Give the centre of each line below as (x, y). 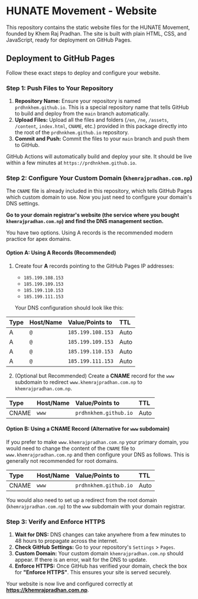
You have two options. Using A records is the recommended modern (90, 233)
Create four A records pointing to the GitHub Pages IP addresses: (94, 266)
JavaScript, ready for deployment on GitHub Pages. (69, 40)
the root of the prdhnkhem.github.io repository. (72, 133)
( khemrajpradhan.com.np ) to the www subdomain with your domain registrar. (96, 506)
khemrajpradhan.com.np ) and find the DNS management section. (85, 221)
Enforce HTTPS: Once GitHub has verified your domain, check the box (101, 566)
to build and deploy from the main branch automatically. (82, 114)
